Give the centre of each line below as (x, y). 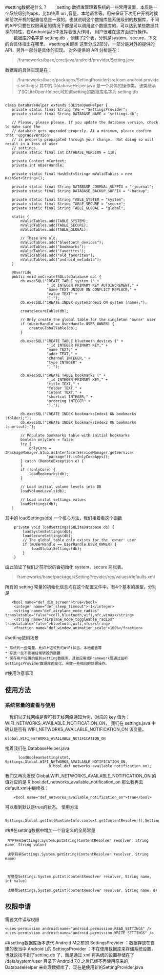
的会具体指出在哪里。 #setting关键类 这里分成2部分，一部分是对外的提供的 (80, 44)
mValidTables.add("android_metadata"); (61, 260)
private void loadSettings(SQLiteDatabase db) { (64, 527)
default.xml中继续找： (27, 788)
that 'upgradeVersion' (28, 135)
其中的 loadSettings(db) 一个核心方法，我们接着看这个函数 (64, 518)
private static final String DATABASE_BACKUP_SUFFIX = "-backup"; (81, 191)
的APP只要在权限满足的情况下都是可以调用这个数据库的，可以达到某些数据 (80, 25)
